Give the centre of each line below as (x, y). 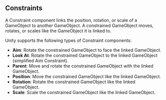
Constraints (24, 8)
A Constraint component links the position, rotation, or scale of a (71, 20)
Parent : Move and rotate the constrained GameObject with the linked (83, 66)
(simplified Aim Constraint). (40, 60)
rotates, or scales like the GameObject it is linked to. (58, 31)
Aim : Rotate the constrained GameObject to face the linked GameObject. (87, 50)
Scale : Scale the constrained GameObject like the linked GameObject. (84, 92)
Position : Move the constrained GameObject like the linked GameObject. (87, 76)
